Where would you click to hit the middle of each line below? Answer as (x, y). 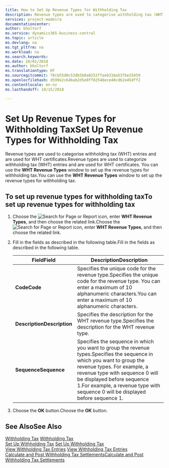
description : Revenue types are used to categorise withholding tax (78, 15)
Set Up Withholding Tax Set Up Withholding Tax (55, 444)
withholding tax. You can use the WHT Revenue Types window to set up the (84, 175)
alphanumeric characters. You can (117, 294)
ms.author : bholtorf (27, 66)
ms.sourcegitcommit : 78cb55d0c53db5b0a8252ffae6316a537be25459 (73, 75)
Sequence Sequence (40, 370)
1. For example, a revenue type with (119, 385)
